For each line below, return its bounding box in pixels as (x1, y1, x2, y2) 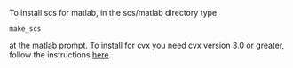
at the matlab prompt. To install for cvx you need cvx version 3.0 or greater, (9, 40, 285, 50)
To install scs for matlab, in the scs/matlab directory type (9, 8, 218, 18)
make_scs (9, 25, 42, 34)
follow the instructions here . (9, 49, 112, 60)
